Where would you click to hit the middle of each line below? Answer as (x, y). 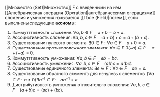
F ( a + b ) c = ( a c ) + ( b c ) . (38, 90)
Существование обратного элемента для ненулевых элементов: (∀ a (83, 73)
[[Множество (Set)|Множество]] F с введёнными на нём (63, 8)
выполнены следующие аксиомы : (41, 23)
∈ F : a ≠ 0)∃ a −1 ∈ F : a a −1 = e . (45, 79)
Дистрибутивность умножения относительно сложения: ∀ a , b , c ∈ (81, 84)
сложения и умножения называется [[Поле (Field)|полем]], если (72, 18)
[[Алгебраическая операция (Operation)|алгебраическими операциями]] (80, 13)
